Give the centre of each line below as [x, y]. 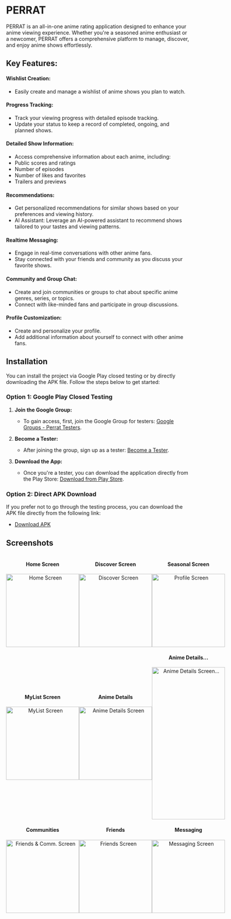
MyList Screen [43, 697]
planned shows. [34, 130]
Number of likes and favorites [50, 175]
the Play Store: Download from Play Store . [73, 479]
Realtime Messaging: [32, 240]
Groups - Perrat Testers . [52, 427]
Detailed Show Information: [40, 143]
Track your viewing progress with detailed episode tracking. [87, 118]
